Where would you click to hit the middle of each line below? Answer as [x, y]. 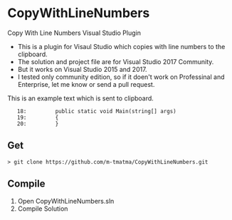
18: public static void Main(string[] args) [96, 111]
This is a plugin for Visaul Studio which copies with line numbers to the [121, 46]
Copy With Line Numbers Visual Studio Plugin [74, 33]
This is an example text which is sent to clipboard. [81, 98]
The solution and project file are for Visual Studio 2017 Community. [116, 61]
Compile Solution [43, 209]
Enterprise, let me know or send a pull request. [86, 84]
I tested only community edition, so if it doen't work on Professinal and [121, 77]
